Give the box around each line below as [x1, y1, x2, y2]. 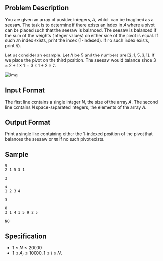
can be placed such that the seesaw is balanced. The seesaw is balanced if [5, 27, 157, 33]
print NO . [5, 42, 21, 48]
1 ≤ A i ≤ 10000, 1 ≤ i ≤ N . [12, 250, 62, 257]
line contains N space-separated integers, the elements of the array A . [5, 104, 146, 110]
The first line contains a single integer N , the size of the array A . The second [5, 99, 158, 105]
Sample [5, 150, 29, 159]
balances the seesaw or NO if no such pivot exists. [5, 136, 105, 142]
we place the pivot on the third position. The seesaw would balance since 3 [5, 57, 156, 63]
